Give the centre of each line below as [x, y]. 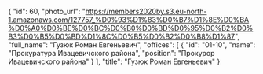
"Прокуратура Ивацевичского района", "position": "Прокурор [111, 53]
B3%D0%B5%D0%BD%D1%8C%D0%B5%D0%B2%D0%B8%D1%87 [122, 36]
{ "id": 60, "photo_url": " [47, 11]
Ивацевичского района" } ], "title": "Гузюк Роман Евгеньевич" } [114, 61]
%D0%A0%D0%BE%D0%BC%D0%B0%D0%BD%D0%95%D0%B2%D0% [131, 28]
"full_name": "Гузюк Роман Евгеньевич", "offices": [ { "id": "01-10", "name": [132, 45]
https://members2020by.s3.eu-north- [146, 11]
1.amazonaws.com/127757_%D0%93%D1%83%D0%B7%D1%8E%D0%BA [129, 20]
